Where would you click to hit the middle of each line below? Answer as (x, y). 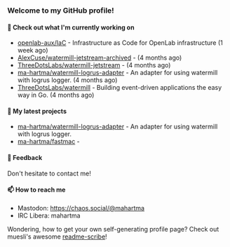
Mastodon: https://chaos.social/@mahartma (81, 208)
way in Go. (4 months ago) (56, 95)
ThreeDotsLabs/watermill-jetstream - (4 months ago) (94, 65)
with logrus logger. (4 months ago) (67, 80)
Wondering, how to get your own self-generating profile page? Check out (113, 229)
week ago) (33, 51)
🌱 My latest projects (37, 111)
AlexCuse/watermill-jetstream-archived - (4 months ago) (100, 58)
